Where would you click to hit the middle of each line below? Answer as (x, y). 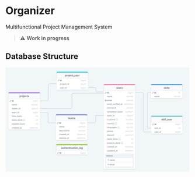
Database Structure (42, 56)
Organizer (30, 11)
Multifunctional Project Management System (59, 27)
